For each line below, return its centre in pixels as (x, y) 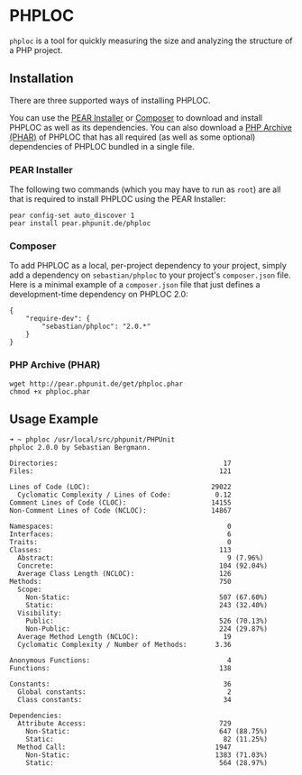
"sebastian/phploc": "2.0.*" (96, 327)
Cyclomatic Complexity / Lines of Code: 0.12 (124, 495)
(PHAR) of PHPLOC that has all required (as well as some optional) (133, 137)
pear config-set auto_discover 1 (72, 216)
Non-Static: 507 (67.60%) (147, 597)
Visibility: (40, 614)
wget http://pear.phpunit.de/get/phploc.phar (96, 384)
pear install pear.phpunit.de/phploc (80, 223)
